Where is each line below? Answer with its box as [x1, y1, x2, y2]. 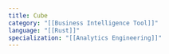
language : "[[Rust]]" [8, 26, 81, 34]
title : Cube [8, 11, 48, 20]
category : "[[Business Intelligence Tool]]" [8, 19, 159, 27]
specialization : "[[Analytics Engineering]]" [8, 33, 162, 42]
